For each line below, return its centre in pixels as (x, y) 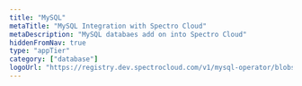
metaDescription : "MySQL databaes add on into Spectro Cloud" (128, 34)
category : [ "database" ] (54, 59)
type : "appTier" (40, 51)
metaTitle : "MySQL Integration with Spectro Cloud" (108, 26)
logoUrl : (26, 68)
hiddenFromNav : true (48, 43)
